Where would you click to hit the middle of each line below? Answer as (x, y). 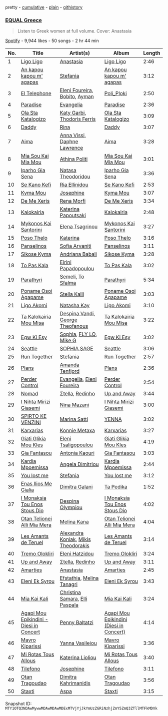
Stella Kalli (72, 294)
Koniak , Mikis (75, 539)
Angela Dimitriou (79, 464)
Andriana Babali (78, 254)
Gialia (27, 490)
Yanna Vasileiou (78, 643)
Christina (70, 592)
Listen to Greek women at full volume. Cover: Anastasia (74, 31)
